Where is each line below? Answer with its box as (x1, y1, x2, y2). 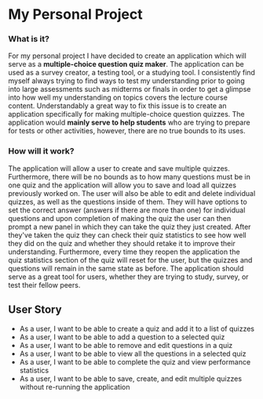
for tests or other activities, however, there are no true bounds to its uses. (8, 126, 246, 136)
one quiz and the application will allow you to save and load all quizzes (8, 180, 237, 190)
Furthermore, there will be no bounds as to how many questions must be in (8, 172, 251, 181)
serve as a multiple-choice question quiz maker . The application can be (8, 60, 245, 69)
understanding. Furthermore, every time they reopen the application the (8, 247, 241, 256)
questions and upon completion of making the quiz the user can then (8, 213, 232, 223)
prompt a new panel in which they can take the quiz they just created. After (8, 222, 251, 231)
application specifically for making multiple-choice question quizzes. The (8, 110, 245, 119)
